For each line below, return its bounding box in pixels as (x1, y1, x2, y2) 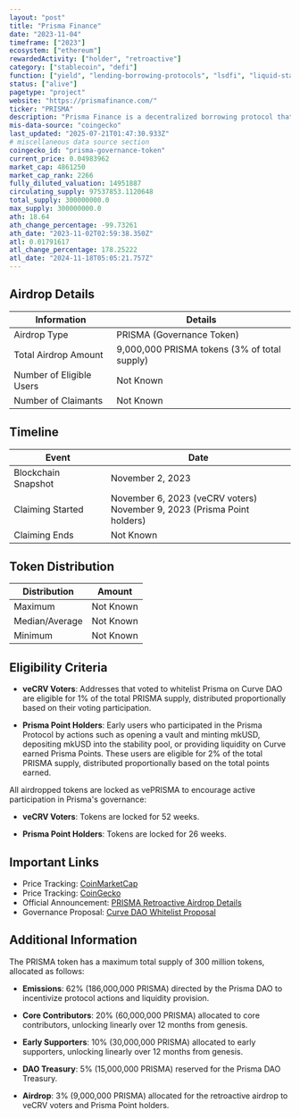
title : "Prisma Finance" (9, 21, 102, 30)
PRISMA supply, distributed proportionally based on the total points (21, 758, 270, 769)
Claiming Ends (13, 529, 74, 541)
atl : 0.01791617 (9, 238, 70, 246)
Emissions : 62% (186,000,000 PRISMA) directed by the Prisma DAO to (21, 983, 283, 994)
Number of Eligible (13, 368, 92, 380)
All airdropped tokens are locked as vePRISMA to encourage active (9, 785, 256, 796)
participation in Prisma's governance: (9, 794, 147, 805)
